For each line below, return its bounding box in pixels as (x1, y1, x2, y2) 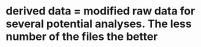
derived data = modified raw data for (5, 4, 196, 18)
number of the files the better (5, 30, 158, 43)
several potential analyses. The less (5, 17, 192, 31)
